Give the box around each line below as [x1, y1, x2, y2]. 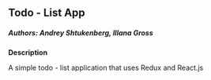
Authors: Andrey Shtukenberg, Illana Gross [8, 27, 154, 38]
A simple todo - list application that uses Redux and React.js [8, 63, 204, 73]
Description [8, 48, 48, 57]
